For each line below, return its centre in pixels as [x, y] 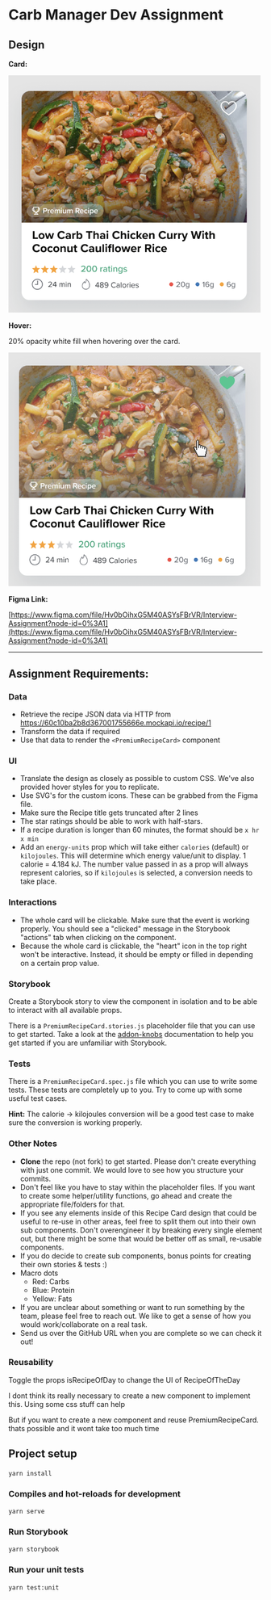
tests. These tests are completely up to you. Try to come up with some [125, 1090]
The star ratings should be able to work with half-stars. [111, 821]
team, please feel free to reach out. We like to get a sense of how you [135, 1316]
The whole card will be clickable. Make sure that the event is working [135, 920]
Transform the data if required [70, 732]
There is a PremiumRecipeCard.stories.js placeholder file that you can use [132, 1025]
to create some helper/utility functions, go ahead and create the [126, 1195]
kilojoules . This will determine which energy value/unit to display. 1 [133, 856]
